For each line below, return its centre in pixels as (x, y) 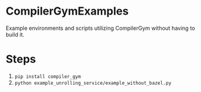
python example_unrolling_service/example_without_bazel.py (93, 83)
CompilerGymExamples (67, 11)
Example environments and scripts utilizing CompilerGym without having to (100, 28)
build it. (15, 34)
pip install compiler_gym (47, 76)
